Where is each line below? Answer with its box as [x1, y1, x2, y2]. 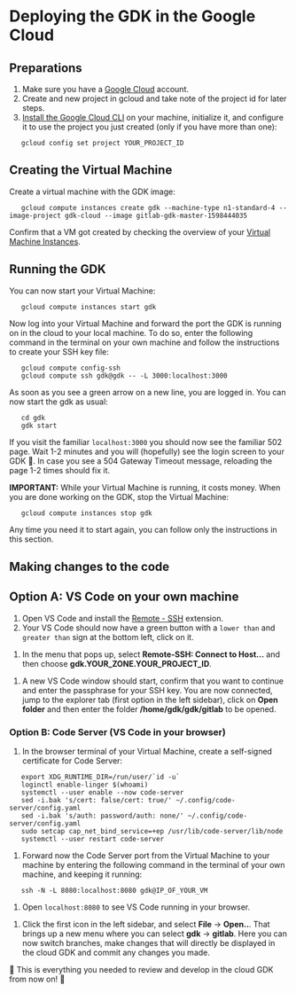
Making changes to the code [9, 559, 170, 575]
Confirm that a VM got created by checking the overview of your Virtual [9, 226, 271, 237]
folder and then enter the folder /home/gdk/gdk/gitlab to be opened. [21, 703, 277, 715]
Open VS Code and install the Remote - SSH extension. [21, 613, 224, 623]
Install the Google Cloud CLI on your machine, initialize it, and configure [21, 113, 284, 122]
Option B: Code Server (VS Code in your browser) [9, 725, 226, 738]
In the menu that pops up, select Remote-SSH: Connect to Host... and [21, 649, 281, 660]
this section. [9, 534, 54, 544]
